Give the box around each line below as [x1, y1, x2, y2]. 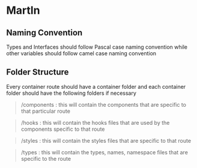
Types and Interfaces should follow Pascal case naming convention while [6, 43, 188, 50]
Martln [6, 4, 40, 17]
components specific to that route [20, 125, 105, 133]
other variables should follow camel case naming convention [6, 50, 157, 57]
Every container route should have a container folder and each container [6, 83, 186, 90]
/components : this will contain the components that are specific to [20, 101, 186, 108]
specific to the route [20, 155, 71, 162]
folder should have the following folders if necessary [6, 89, 137, 97]
